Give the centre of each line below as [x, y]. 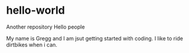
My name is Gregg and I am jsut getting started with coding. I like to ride [95, 38]
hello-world [36, 10]
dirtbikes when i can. [32, 45]
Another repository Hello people [46, 27]
